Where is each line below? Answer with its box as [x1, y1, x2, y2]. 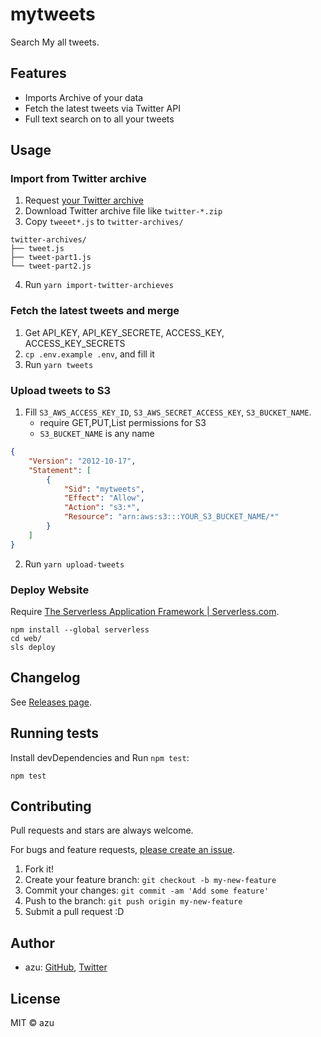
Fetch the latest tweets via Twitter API [24, 102, 181, 114]
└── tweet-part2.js [10, 261, 92, 272]
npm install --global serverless [10, 624, 150, 635]
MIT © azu [10, 1017, 55, 1029]
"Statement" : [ [28, 465, 92, 475]
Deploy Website [10, 583, 90, 597]
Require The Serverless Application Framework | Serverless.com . [10, 605, 280, 617]
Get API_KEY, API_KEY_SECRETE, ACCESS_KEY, [24, 326, 225, 338]
